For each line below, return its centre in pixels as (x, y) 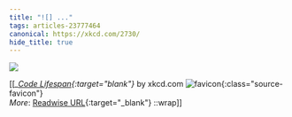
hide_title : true (41, 42)
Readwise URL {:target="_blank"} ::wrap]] (108, 103)
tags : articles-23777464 (55, 26)
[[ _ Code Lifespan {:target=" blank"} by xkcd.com (96, 84)
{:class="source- (252, 84)
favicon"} (27, 93)
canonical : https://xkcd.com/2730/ (75, 34)
